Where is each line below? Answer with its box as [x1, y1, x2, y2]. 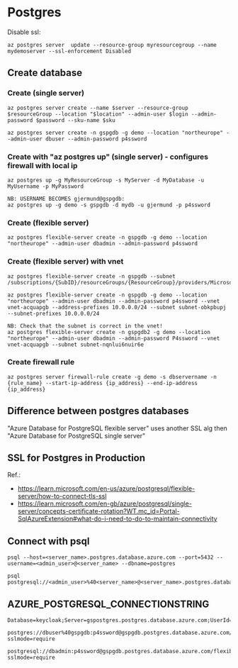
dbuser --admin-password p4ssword [45, 135, 147, 143]
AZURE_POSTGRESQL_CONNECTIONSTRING [7, 598, 210, 610]
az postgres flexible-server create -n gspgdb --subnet [7, 272, 176, 280]
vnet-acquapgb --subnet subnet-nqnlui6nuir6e [7, 341, 144, 348]
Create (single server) [7, 88, 85, 98]
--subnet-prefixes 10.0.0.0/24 [7, 310, 100, 317]
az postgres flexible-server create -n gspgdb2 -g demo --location [7, 328, 211, 335]
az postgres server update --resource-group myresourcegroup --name [7, 41, 217, 48]
